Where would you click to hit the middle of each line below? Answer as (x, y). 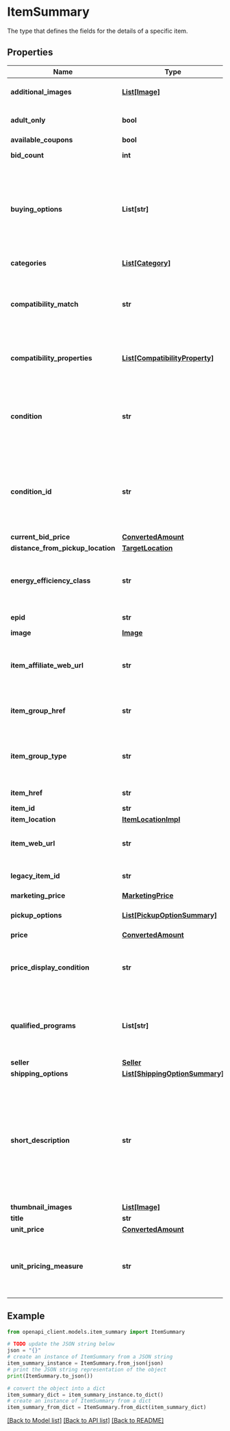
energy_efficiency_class (51, 581)
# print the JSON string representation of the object (87, 1369)
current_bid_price (40, 537)
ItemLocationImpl (151, 819)
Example (26, 1316)
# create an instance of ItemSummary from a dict (79, 1401)
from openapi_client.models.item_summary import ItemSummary (96, 1332)
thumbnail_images (41, 1207)
